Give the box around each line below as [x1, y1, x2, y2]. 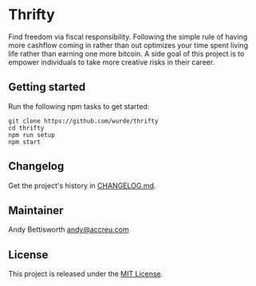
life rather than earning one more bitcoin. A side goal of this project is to [8, 49, 245, 58]
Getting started [8, 80, 86, 94]
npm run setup [8, 131, 56, 139]
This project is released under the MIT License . [8, 269, 163, 279]
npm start [8, 138, 41, 146]
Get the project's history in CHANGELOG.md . [8, 181, 156, 190]
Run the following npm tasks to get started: [8, 101, 150, 111]
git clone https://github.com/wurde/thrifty [8, 117, 159, 125]
